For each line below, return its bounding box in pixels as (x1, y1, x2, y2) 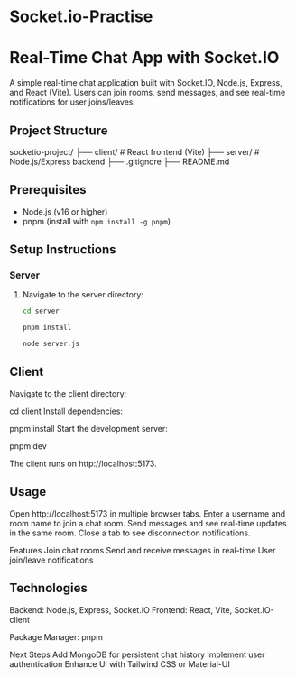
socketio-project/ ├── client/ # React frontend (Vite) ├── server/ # (9, 146, 260, 157)
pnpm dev (9, 440, 47, 452)
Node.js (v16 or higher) (22, 206, 108, 217)
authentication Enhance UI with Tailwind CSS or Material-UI (9, 658, 230, 669)
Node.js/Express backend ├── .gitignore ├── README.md (9, 156, 230, 167)
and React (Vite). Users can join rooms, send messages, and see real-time (9, 87, 286, 98)
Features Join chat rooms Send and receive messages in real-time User (9, 544, 276, 555)
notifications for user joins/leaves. (9, 96, 135, 107)
